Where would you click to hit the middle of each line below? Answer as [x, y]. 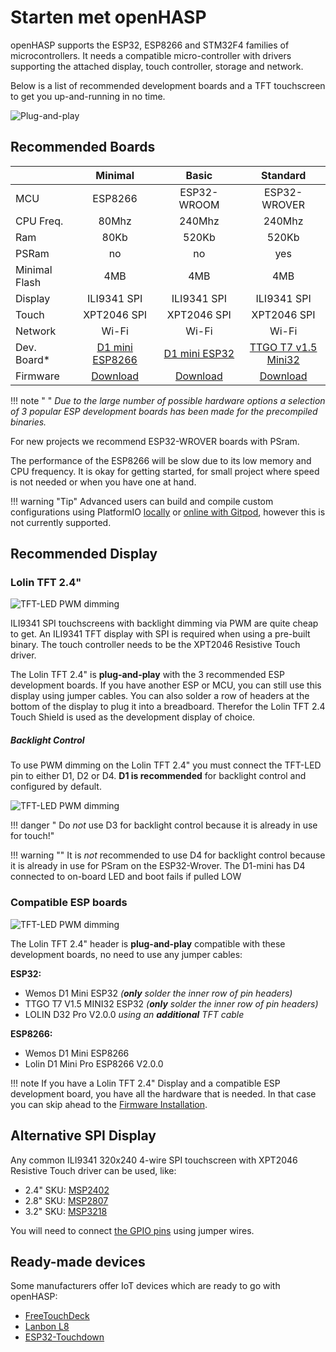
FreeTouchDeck [57, 1316]
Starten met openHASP [108, 17]
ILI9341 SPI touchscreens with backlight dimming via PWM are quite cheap [164, 623]
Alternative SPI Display [83, 1136]
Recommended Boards [83, 147]
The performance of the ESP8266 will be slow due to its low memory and [161, 460]
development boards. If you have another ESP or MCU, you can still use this [166, 685]
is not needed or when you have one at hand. [103, 482]
